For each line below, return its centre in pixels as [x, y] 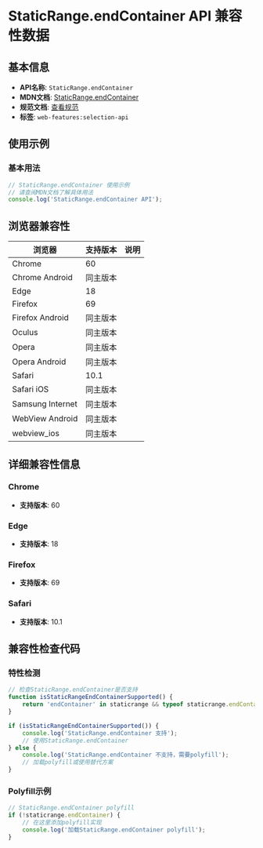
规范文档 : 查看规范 [49, 107]
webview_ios [36, 434]
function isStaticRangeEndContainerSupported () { [91, 697]
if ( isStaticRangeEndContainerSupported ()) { [83, 726]
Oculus [25, 333]
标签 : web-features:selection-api [74, 117]
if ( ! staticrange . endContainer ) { [65, 815]
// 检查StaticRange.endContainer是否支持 [73, 690]
